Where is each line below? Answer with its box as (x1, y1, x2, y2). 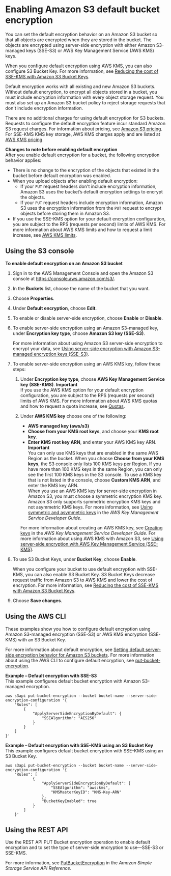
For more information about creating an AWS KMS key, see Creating (20, 524, 163, 530)
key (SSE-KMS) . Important (20, 381, 78, 387)
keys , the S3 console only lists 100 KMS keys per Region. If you (27, 461, 161, 467)
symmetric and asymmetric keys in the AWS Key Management (27, 509, 159, 515)
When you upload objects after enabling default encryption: (12, 178, 138, 184)
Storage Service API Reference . (5, 865, 72, 871)
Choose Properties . (12, 295, 54, 301)
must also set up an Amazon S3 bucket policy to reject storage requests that (5, 99, 165, 105)
